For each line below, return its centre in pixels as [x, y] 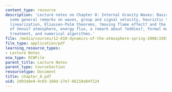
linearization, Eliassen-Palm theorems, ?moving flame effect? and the [88, 24]
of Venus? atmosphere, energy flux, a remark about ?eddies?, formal [85, 29]
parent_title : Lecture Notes [36, 62]
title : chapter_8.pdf [28, 77]
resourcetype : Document [31, 72]
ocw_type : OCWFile [25, 57]
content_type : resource [31, 10]
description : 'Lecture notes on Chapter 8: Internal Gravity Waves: [80, 15]
